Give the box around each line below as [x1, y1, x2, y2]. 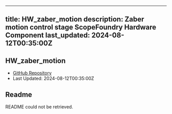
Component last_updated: [5, 31, 91, 40]
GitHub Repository [12, 70, 52, 76]
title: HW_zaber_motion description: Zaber [5, 15, 144, 24]
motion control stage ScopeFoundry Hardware [5, 23, 157, 32]
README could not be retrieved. [5, 104, 73, 110]
